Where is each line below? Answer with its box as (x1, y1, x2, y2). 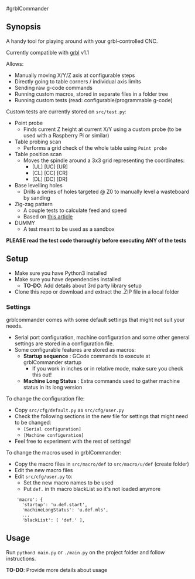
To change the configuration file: (6, 395, 85, 402)
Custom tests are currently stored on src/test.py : (6, 108, 127, 115)
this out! (32, 371, 52, 378)
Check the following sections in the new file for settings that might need (14, 412, 189, 419)
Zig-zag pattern (14, 200, 53, 207)
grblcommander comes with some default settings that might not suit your (6, 316, 185, 323)
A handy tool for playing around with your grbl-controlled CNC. (6, 38, 158, 45)
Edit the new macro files (14, 466, 73, 473)
